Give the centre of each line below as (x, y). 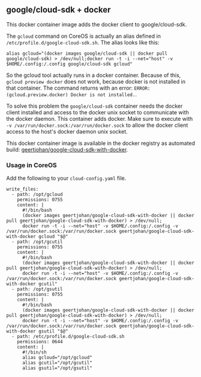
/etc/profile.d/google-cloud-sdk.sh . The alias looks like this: (83, 42)
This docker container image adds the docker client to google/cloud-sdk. (97, 24)
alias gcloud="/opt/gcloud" (57, 358)
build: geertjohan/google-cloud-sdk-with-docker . (67, 149)
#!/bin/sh (34, 352)
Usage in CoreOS (31, 165)
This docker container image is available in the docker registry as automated (101, 143)
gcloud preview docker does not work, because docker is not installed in (96, 81)
